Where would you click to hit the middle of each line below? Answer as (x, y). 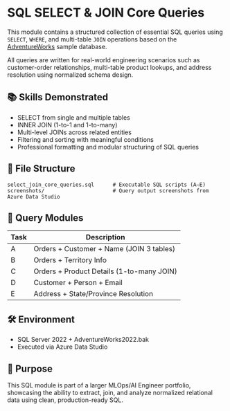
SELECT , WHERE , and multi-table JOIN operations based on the (92, 39)
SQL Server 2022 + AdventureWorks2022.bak (83, 340)
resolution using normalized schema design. (70, 75)
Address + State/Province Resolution (94, 294)
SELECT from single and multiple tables (73, 117)
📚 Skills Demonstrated (58, 97)
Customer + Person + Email (78, 283)
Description (105, 237)
